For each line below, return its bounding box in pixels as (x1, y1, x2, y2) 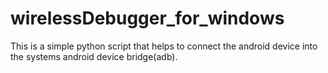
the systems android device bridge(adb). (10, 50, 178, 62)
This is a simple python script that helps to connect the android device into (10, 40, 318, 52)
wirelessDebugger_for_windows (10, 7, 285, 30)
